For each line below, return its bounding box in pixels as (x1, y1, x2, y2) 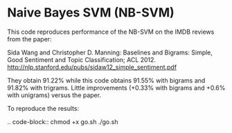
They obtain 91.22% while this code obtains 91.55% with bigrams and (7, 76, 206, 84)
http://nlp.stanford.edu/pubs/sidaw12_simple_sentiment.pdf (7, 63, 177, 71)
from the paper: (7, 34, 52, 43)
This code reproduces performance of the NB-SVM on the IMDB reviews (7, 28, 215, 36)
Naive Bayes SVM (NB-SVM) (7, 5, 175, 21)
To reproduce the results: (7, 104, 80, 112)
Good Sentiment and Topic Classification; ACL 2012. (7, 55, 157, 63)
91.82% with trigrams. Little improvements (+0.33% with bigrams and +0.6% (7, 83, 226, 92)
